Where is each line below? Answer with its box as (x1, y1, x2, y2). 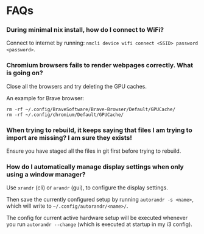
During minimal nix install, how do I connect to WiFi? (6, 26, 164, 34)
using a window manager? (6, 170, 86, 178)
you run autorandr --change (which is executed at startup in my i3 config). (6, 221, 193, 228)
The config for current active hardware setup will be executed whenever (6, 214, 188, 222)
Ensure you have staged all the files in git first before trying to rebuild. (6, 147, 181, 155)
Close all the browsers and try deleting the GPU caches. (6, 82, 147, 90)
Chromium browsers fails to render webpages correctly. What (6, 61, 194, 70)
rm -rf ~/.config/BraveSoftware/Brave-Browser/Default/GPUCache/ (6, 106, 175, 112)
